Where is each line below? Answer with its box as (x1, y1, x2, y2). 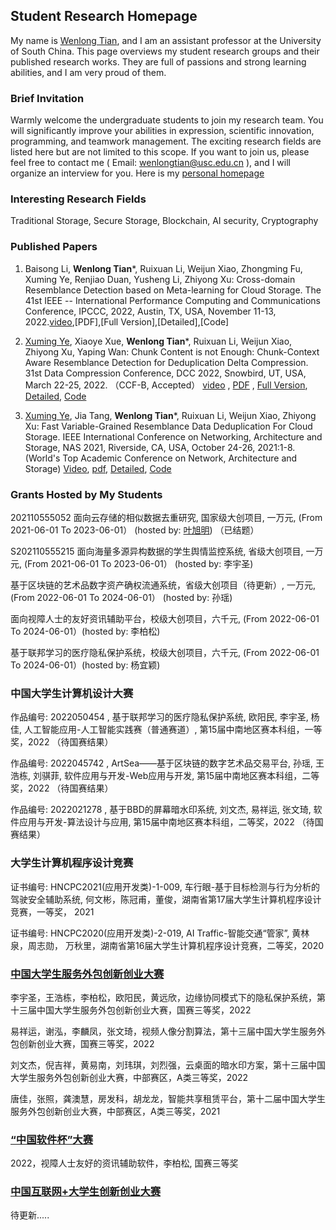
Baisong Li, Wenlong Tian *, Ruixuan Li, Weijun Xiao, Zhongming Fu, (24, 262, 303, 274)
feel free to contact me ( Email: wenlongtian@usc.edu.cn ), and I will (10, 157, 291, 169)
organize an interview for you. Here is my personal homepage (10, 167, 265, 179)
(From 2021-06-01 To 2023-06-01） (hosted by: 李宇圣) (23, 558, 254, 569)
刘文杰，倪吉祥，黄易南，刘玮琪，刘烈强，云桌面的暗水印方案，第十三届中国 (10, 1059, 326, 1071)
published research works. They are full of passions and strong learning (10, 55, 307, 68)
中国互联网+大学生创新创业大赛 (10, 1185, 162, 1199)
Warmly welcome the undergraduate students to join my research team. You (10, 114, 324, 126)
